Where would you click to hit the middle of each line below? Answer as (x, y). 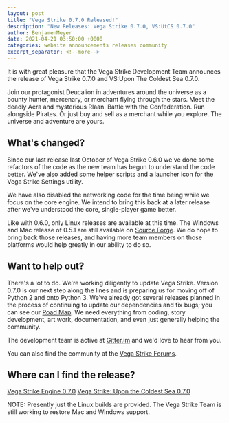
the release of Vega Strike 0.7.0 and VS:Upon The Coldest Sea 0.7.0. (103, 78)
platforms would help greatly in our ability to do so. (79, 244)
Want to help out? (46, 267)
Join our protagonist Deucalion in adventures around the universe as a (107, 92)
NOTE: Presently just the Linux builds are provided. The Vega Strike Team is (115, 405)
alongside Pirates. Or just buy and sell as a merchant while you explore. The (115, 113)
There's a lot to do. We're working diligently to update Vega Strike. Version (113, 283)
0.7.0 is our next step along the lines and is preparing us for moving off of (111, 290)
